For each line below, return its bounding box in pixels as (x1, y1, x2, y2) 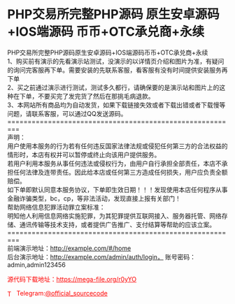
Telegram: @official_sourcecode (16, 289, 108, 297)
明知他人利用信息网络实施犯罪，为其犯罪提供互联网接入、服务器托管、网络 (7, 211, 222, 220)
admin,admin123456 (7, 260, 66, 269)
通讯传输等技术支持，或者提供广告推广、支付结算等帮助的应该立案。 (19, 220, 215, 229)
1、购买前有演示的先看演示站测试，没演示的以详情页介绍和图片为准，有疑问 (7, 57, 225, 65)
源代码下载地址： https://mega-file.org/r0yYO (7, 275, 137, 283)
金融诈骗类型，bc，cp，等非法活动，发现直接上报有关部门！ (7, 194, 182, 203)
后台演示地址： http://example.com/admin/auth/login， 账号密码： (7, 252, 197, 261)
